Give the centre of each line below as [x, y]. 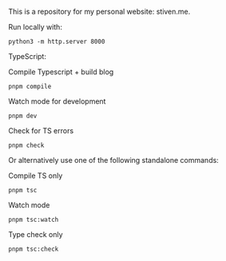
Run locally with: [35, 27]
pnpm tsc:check [34, 249]
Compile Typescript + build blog [61, 72]
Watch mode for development [57, 101]
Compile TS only [36, 176]
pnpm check [26, 145]
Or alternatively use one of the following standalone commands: [114, 160]
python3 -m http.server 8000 [57, 42]
